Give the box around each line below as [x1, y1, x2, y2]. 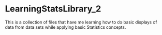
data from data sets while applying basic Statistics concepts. [5, 24, 126, 30]
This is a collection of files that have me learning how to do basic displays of [5, 19, 157, 25]
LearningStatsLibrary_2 [5, 3, 102, 14]
